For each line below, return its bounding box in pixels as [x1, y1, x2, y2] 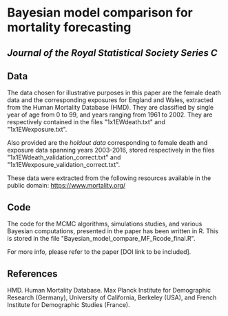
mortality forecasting [7, 19, 132, 35]
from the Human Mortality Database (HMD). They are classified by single [7, 103, 214, 112]
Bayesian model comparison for [7, 5, 193, 21]
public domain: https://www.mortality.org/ [7, 181, 126, 190]
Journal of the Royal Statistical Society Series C [7, 47, 218, 59]
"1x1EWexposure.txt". [7, 126, 68, 134]
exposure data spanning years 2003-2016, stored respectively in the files [7, 146, 215, 155]
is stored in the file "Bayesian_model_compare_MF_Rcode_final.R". [7, 235, 196, 243]
